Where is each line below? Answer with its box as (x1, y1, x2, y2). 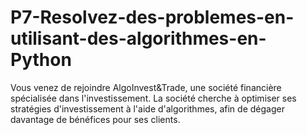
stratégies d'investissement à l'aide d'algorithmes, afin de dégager (10, 102, 285, 115)
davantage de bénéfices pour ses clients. (10, 113, 181, 125)
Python (10, 49, 72, 71)
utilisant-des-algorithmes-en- (10, 27, 267, 50)
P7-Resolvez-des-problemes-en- (10, 6, 295, 29)
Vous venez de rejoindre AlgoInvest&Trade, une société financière (10, 81, 282, 93)
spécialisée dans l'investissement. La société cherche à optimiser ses (10, 92, 297, 104)
